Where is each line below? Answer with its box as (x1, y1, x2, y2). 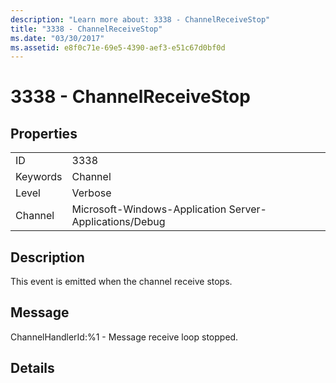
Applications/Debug (71, 215, 166, 229)
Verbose (71, 186, 112, 200)
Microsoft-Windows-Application (71, 202, 227, 216)
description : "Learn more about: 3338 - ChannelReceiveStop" (10, 14, 271, 25)
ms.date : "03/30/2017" (10, 33, 105, 43)
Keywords (15, 170, 63, 184)
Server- (228, 202, 267, 216)
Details (10, 360, 55, 377)
